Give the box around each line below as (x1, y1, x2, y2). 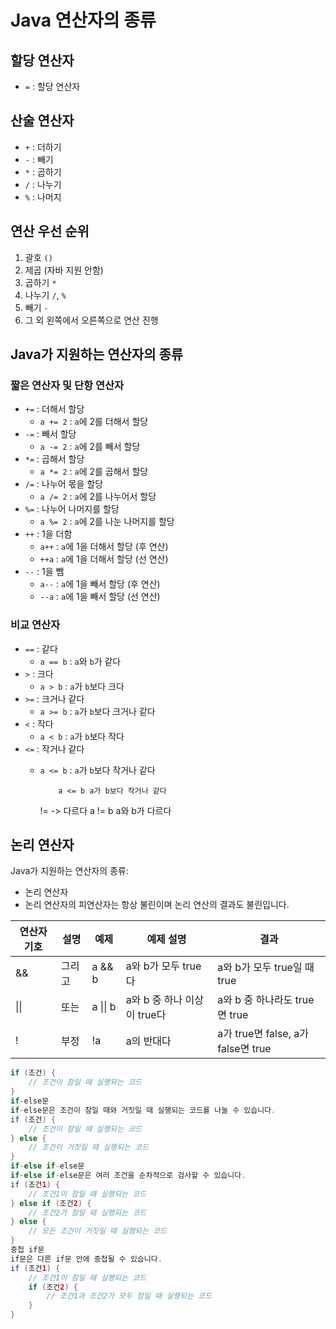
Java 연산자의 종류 (10, 9, 157, 32)
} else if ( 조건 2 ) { (10, 1198, 92, 1208)
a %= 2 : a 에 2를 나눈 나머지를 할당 (39, 516, 175, 528)
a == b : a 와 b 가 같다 (39, 655, 122, 667)
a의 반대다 (125, 1034, 172, 1048)
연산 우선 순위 (10, 223, 90, 240)
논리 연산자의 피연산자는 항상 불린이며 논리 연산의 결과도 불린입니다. (24, 899, 290, 911)
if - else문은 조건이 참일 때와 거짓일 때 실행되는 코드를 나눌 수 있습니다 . (10, 1105, 277, 1115)
